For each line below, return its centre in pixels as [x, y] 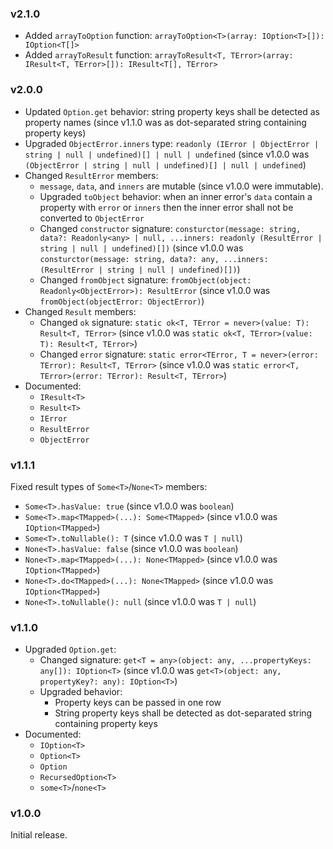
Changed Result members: [80, 311]
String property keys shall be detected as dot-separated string [183, 713]
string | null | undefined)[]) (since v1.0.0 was [141, 248]
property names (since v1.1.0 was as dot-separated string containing [165, 122]
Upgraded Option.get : [70, 649]
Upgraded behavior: [81, 692]
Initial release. [39, 835]
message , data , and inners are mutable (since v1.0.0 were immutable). [181, 186]
